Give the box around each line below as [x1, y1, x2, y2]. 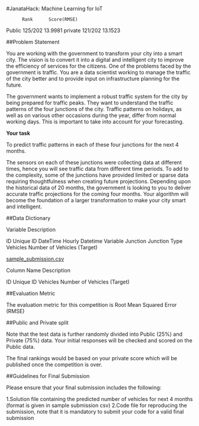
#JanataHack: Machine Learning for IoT [6, 5, 103, 12]
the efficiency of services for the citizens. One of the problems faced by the [6, 62, 191, 69]
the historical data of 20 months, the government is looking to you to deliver [6, 184, 191, 191]
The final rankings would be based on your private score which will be [6, 355, 178, 361]
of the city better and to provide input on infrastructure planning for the [6, 75, 179, 82]
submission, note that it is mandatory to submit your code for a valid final [6, 408, 184, 415]
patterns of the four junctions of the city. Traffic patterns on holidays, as [6, 106, 182, 112]
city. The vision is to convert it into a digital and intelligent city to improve [6, 56, 184, 63]
